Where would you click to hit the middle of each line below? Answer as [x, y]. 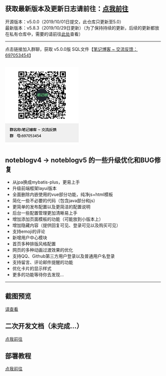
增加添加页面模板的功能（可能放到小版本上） [58, 219]
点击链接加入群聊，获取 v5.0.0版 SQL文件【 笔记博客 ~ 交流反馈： [72, 49]
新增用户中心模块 [30, 238]
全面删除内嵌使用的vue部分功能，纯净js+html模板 [62, 194]
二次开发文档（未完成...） [44, 326]
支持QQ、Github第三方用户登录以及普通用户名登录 [63, 256]
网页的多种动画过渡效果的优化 [42, 250]
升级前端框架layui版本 [34, 188]
